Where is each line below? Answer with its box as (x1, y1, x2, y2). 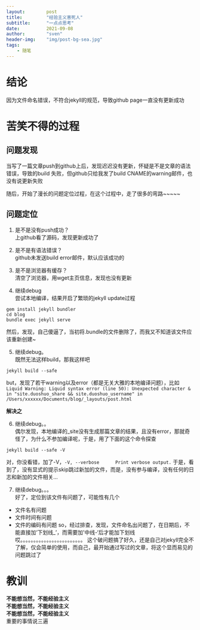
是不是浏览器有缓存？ (14, 266, 67, 274)
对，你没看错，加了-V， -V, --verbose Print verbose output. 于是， (6, 458, 189, 465)
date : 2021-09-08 (6, 25, 73, 32)
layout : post (6, 8, 58, 15)
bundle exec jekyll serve (6, 317, 70, 323)
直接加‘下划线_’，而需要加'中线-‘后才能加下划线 (20, 528, 136, 536)
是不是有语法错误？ (14, 246, 63, 253)
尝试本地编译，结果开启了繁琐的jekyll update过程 (14, 294, 136, 301)
